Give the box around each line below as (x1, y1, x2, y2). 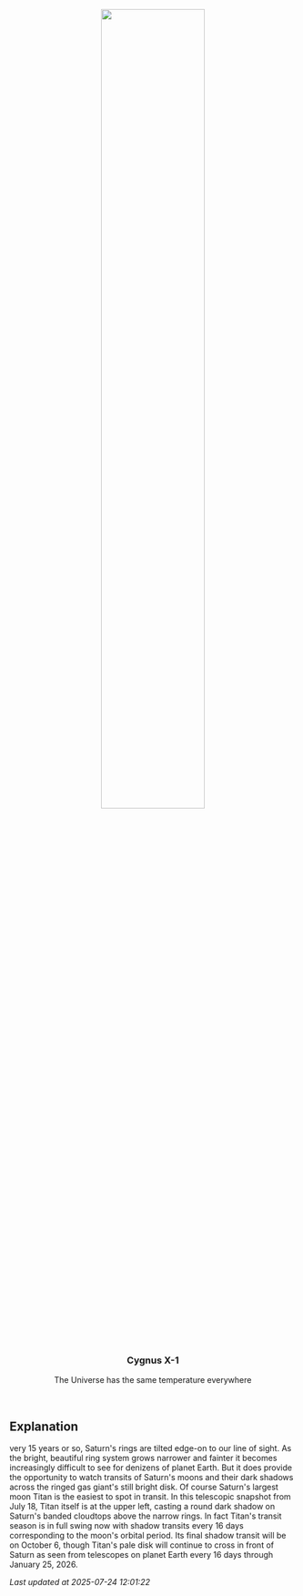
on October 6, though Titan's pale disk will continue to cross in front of (9, 1540, 275, 1550)
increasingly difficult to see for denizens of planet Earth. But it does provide (9, 1462, 293, 1473)
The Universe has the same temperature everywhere (54, 1375, 252, 1386)
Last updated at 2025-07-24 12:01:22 (9, 1577, 150, 1588)
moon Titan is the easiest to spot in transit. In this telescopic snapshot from (9, 1491, 291, 1502)
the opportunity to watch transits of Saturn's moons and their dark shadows (9, 1472, 294, 1483)
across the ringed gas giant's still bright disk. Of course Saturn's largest (9, 1481, 279, 1493)
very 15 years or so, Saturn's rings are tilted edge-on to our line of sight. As (9, 1443, 292, 1454)
